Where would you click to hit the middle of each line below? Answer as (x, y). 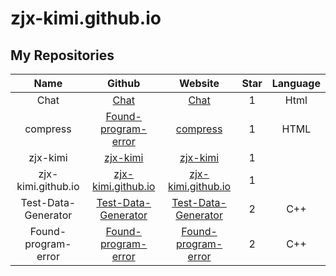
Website (199, 83)
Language (296, 83)
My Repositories (62, 55)
